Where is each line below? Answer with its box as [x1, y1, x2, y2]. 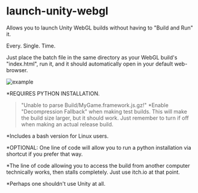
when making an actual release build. [20, 120, 114, 127]
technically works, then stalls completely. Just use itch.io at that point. [6, 168, 181, 176]
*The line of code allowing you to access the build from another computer [6, 162, 190, 169]
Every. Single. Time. [6, 42, 56, 49]
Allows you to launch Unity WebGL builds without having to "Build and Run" [6, 24, 194, 31]
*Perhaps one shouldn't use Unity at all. [6, 180, 106, 187]
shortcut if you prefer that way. [6, 150, 83, 158]
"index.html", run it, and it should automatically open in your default [6, 60, 173, 67]
